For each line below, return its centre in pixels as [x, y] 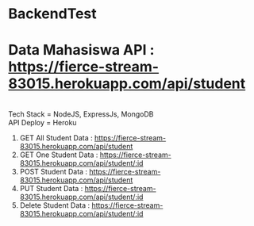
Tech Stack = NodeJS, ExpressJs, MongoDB [81, 114]
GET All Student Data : [56, 138]
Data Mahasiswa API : [81, 50]
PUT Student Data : [51, 189]
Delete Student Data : [54, 205]
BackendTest [52, 14]
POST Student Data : [54, 172]
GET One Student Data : [59, 155]
